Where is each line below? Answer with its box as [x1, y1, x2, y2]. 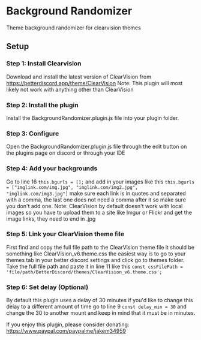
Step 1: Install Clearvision [6, 59, 82, 68]
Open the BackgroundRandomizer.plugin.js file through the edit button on [6, 143, 187, 151]
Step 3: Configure [6, 129, 59, 137]
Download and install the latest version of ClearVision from [6, 73, 152, 80]
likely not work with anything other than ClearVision [6, 86, 134, 93]
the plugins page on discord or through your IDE [6, 149, 125, 157]
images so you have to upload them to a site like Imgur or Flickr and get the [6, 209, 192, 216]
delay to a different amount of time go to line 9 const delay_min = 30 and [6, 303, 187, 310]
